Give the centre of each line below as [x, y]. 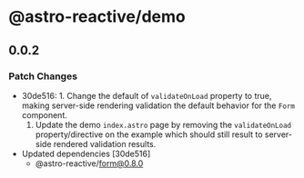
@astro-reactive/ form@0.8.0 [89, 163]
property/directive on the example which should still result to [149, 134]
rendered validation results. [105, 143]
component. [44, 114]
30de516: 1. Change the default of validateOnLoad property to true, [147, 95]
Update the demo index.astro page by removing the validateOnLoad [163, 124]
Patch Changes [43, 76]
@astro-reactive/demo [97, 17]
